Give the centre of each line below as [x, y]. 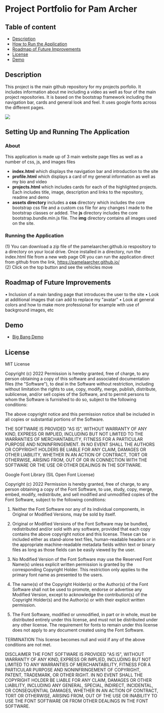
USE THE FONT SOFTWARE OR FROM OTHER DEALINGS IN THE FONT [77, 701]
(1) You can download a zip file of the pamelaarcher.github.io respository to [81, 246]
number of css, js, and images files [40, 162]
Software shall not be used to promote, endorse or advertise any [77, 589]
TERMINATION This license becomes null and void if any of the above [75, 640]
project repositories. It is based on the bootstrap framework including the [79, 97]
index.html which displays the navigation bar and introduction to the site [85, 171]
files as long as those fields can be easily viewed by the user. [74, 550]
